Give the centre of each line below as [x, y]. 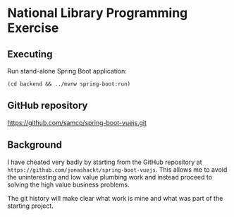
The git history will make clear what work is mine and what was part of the [115, 198]
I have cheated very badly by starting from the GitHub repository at [105, 162]
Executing [30, 54]
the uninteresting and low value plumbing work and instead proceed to [110, 177]
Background [35, 145]
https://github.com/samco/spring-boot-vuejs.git [77, 122]
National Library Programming [98, 13]
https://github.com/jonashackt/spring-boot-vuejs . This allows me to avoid [117, 169]
